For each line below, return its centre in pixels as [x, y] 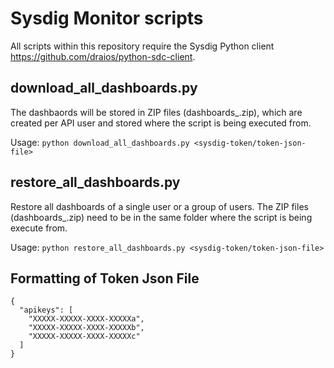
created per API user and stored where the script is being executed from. [161, 123]
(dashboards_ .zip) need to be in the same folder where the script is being [161, 217]
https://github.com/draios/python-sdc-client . [103, 56]
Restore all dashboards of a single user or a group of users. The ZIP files [159, 206]
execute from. [39, 228]
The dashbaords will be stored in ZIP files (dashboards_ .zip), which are [156, 112]
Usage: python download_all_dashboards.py [100, 142]
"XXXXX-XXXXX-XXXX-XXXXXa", [86, 319]
